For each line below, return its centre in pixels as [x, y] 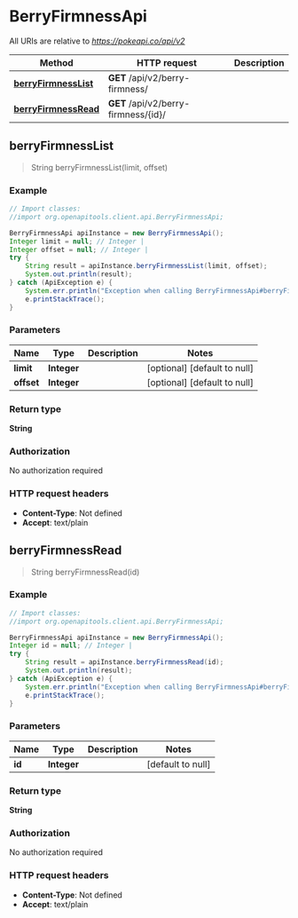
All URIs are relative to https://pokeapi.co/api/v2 [97, 41]
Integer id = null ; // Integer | [71, 645]
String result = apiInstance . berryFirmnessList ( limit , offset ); [146, 266]
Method [56, 62]
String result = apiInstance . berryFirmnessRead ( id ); [125, 662]
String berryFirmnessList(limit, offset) [99, 167]
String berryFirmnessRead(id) [85, 572]
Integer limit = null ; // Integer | [77, 241]
